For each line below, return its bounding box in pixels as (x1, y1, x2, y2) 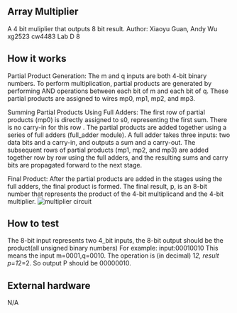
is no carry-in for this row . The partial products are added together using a (7, 123, 227, 131)
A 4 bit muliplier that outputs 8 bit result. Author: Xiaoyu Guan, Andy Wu (7, 24, 218, 33)
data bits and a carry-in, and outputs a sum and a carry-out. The (7, 138, 196, 146)
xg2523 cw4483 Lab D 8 (7, 32, 80, 40)
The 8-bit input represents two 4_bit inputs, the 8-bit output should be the (7, 236, 224, 245)
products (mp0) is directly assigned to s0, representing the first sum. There (7, 115, 228, 123)
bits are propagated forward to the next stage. (7, 160, 143, 169)
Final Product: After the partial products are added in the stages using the (7, 174, 222, 183)
